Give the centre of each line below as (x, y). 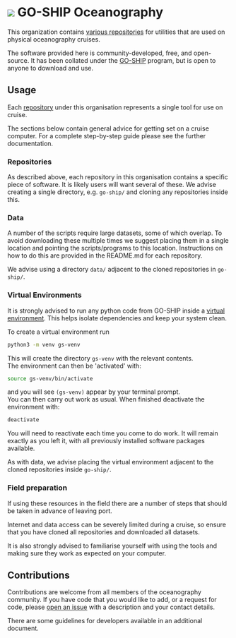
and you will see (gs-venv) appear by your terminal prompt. (94, 392)
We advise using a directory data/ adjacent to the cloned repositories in (112, 270)
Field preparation (37, 488)
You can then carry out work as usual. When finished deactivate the (106, 399)
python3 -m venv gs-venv (44, 344)
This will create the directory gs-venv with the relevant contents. (100, 358)
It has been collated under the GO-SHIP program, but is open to (123, 60)
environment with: (34, 407)
